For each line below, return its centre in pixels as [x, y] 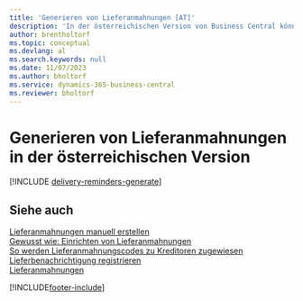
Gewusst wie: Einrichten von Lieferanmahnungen [101, 242]
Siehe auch [41, 210]
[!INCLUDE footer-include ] [57, 287]
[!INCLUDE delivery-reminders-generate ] [86, 182]
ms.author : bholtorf [48, 77]
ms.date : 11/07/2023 [48, 68]
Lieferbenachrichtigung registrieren [75, 260]
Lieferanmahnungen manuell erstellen [80, 232]
